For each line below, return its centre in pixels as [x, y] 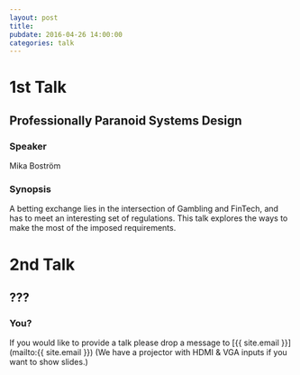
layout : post [34, 18]
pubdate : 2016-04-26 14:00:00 [66, 34]
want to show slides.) [49, 362]
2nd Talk [42, 265]
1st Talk [38, 87]
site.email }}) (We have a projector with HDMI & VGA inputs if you [167, 352]
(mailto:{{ [27, 352]
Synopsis [30, 189]
